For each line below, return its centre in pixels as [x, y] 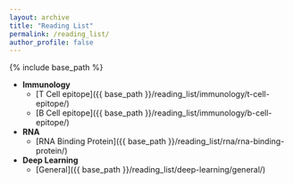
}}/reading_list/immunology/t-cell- [207, 94]
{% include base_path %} [56, 68]
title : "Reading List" [51, 26]
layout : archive [39, 17]
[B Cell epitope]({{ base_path [89, 113]
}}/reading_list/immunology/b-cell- [208, 113]
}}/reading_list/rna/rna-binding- [226, 141]
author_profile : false [51, 42]
